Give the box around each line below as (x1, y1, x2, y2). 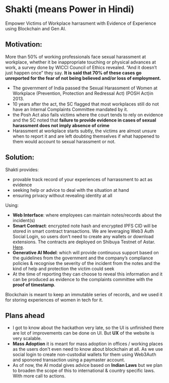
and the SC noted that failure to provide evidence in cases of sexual (12, 117, 156, 123)
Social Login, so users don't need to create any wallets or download (12, 233, 154, 239)
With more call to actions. (12, 373, 66, 379)
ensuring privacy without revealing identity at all (12, 192, 112, 198)
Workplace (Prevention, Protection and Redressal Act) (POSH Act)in (12, 90, 154, 96)
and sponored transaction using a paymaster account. (12, 357, 125, 363)
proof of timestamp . (12, 282, 55, 288)
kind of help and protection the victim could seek (12, 265, 115, 271)
